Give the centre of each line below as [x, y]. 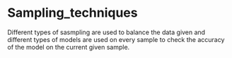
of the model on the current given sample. [69, 47]
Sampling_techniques [72, 13]
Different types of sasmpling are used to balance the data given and [106, 32]
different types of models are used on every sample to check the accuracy [116, 39]
